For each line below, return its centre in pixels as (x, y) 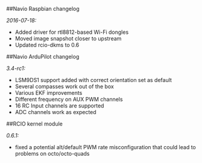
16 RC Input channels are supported (59, 106)
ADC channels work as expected (55, 112)
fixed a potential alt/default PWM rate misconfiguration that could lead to (105, 147)
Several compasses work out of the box (65, 86)
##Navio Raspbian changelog (43, 9)
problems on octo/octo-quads (52, 154)
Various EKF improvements (49, 93)
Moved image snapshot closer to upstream (68, 38)
